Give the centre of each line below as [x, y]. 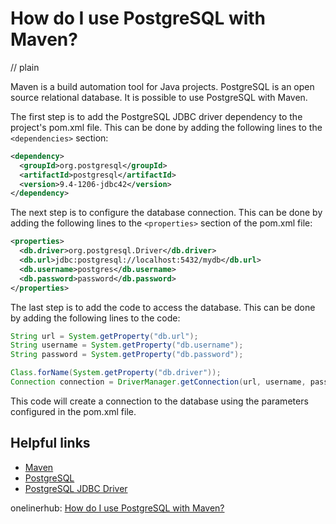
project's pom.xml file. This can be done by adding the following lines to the [166, 127]
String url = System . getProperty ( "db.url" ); [104, 336]
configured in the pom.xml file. [73, 411]
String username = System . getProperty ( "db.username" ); [127, 345]
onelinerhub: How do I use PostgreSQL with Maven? [117, 508]
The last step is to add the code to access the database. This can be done [163, 307]
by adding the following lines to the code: [95, 318]
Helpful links [50, 443]
